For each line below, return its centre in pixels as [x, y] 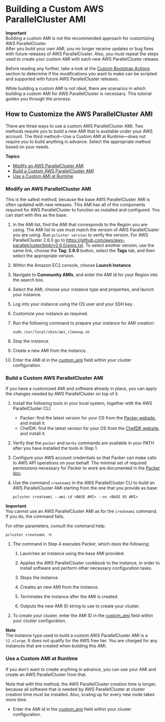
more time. [16, 699]
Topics [13, 156]
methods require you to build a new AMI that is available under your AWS [79, 131]
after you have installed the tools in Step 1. [55, 448]
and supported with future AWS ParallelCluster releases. [62, 79]
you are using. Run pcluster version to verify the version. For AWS [80, 235]
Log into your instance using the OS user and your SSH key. [73, 304]
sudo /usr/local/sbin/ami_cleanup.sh [51, 332]
